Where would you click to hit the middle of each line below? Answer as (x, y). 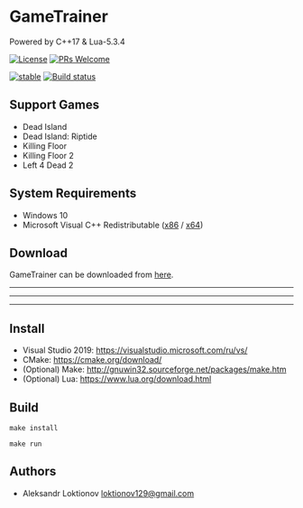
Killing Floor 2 (48, 155)
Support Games (55, 105)
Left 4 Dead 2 (48, 165)
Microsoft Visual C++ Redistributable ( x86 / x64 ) (113, 225)
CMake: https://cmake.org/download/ (92, 360)
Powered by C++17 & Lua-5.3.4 (67, 42)
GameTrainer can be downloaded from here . (92, 275)
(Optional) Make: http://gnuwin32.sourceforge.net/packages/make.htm (154, 369)
